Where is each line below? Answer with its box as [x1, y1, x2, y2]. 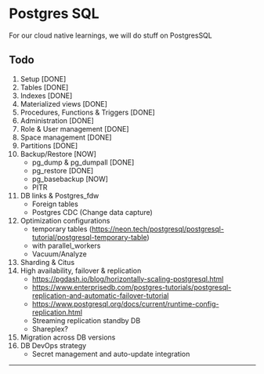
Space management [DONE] [20, 133, 112, 142]
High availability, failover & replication [20, 266, 142, 275]
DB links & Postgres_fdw [20, 191, 99, 200]
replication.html [31, 307, 83, 317]
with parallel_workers [31, 241, 101, 250]
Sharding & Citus [20, 257, 75, 267]
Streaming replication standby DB [31, 315, 141, 325]
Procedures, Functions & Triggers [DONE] [20, 107, 155, 117]
